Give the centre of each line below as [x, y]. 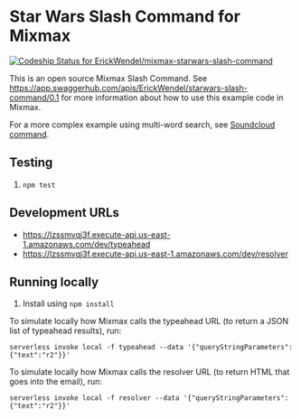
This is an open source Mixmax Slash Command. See [108, 78]
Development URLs [65, 213]
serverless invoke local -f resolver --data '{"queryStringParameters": [149, 398]
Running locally [54, 282]
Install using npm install [68, 303]
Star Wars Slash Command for [125, 17]
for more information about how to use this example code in [172, 98]
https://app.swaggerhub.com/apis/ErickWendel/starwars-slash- [129, 88]
